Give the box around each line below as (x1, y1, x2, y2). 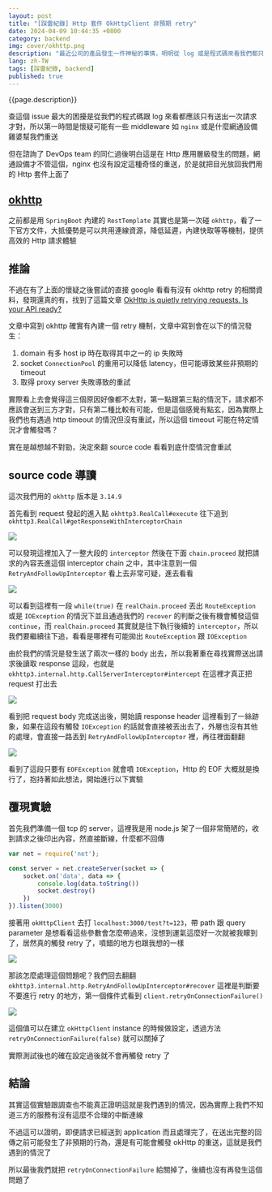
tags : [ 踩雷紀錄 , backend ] (8, 65, 95, 73)
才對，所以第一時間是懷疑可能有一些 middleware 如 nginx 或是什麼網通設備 (8, 121, 258, 131)
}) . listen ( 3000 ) (8, 902, 63, 910)
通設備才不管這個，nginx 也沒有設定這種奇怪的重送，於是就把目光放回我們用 (8, 159, 263, 169)
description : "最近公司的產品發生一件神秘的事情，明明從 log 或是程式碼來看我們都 (8, 49, 258, 58)
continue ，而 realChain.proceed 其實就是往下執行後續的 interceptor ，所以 (8, 622, 259, 631)
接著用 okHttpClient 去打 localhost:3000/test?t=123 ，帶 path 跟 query (8, 918, 246, 927)
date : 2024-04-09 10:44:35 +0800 (8, 27, 121, 35)
